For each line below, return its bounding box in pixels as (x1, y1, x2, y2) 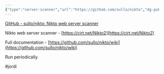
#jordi (5, 63, 17, 69)
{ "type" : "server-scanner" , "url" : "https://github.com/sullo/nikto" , (5, 7, 145, 12)
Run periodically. (5, 54, 39, 60)
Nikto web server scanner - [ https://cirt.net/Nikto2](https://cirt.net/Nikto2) (5, 30, 155, 36)
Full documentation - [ (5, 39, 50, 45)
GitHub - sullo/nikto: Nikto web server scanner (5, 20, 99, 26)
